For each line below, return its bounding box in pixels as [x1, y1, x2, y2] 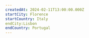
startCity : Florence [5, 12, 49, 17]
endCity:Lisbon [5, 21, 37, 26]
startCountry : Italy [5, 16, 49, 21]
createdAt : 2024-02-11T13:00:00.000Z [5, 7, 84, 12]
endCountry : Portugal [5, 26, 51, 31]
